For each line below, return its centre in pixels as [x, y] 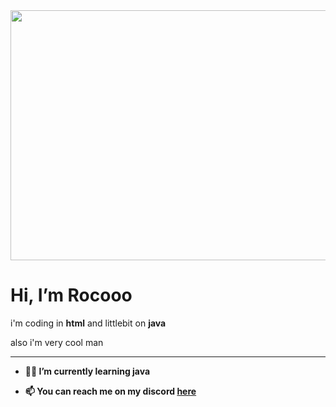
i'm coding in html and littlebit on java [88, 323]
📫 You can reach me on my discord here [110, 391]
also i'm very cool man [57, 342]
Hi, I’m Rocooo [71, 295]
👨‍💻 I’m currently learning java [87, 371]
